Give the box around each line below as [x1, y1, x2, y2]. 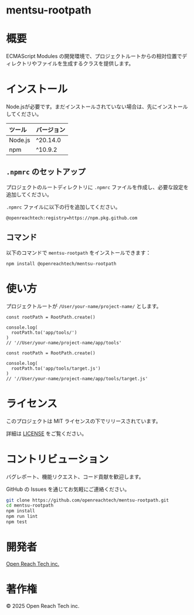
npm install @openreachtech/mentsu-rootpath [6, 261, 117, 266]
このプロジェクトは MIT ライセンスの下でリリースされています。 [6, 417, 161, 425]
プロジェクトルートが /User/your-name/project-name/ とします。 [6, 302, 162, 309]
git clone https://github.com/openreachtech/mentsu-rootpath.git [6, 497, 169, 503]
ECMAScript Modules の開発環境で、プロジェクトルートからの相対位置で [6, 53, 183, 60]
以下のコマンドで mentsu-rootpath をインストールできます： [6, 249, 151, 256]
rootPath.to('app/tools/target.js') [11, 365, 101, 371]
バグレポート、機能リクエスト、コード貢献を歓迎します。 [6, 473, 145, 480]
